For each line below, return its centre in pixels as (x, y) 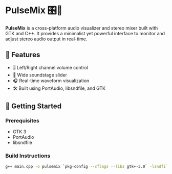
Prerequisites (22, 121)
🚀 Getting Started (34, 106)
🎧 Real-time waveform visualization (51, 81)
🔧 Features (23, 55)
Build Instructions (28, 156)
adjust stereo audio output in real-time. (46, 39)
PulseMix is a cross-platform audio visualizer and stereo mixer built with (82, 28)
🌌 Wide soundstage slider (40, 74)
